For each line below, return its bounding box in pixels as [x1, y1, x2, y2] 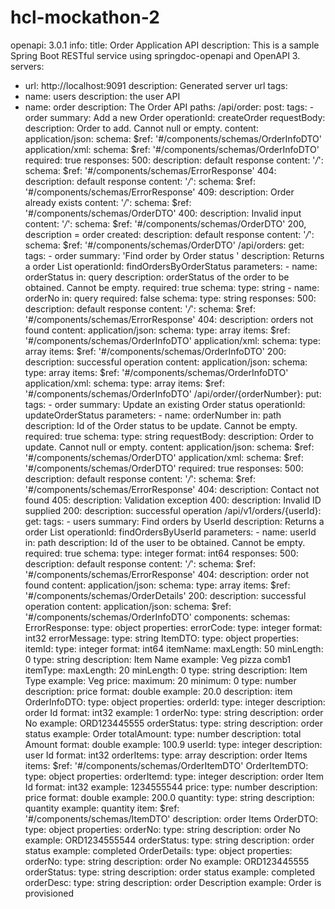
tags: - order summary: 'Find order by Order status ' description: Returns [24, 249, 325, 261]
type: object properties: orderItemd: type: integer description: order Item [24, 770, 324, 782]
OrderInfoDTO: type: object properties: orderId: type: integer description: [24, 696, 326, 708]
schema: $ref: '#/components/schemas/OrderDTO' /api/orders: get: [24, 239, 305, 251]
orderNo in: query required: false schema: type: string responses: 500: [24, 292, 317, 304]
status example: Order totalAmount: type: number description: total [24, 727, 302, 740]
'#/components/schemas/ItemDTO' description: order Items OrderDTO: [24, 812, 319, 825]
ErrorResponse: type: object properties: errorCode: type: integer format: [24, 621, 323, 633]
